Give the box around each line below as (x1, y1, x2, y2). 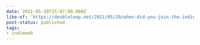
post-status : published (6, 19, 65, 25)
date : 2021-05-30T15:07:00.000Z (6, 8, 86, 15)
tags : (6, 25, 20, 31)
